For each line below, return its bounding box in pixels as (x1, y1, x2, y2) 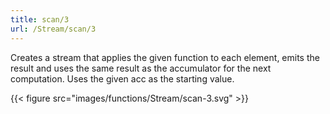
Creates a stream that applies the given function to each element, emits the (10, 51, 320, 63)
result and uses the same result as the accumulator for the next (10, 62, 272, 74)
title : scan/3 (10, 14, 70, 25)
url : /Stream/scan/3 (10, 24, 97, 34)
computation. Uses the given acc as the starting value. (10, 72, 235, 85)
